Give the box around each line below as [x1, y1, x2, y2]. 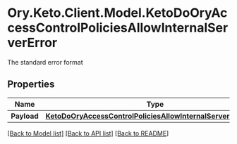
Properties [7, 79, 55, 91]
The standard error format [7, 58, 83, 66]
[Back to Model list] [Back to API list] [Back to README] [7, 129, 169, 138]
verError [7, 35, 58, 51]
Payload [11, 111, 39, 121]
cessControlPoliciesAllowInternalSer [7, 20, 229, 36]
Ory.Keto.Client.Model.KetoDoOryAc [7, 5, 228, 21]
